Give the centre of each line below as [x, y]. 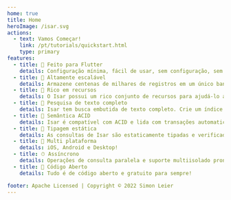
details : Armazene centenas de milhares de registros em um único [117, 84]
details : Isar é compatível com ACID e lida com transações [107, 122]
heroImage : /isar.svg [38, 26]
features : [21, 58]
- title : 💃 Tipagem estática [55, 129]
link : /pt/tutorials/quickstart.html [74, 45]
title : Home [24, 20]
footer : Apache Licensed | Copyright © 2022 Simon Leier [90, 186]
